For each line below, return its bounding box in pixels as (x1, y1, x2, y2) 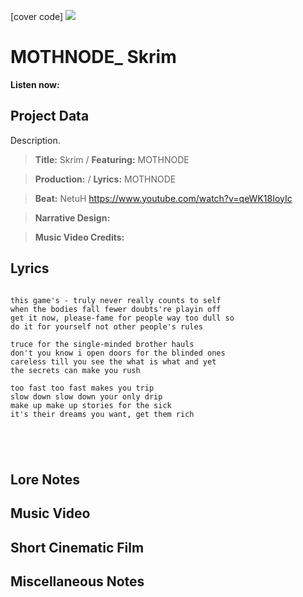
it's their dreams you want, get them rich (10, 409, 195, 419)
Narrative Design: (34, 211, 111, 224)
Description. (10, 134, 61, 146)
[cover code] (10, 11, 64, 22)
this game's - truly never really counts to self (10, 295, 222, 305)
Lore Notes (10, 471, 80, 488)
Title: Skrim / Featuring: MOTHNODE (34, 153, 190, 165)
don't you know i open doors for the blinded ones (10, 348, 226, 358)
